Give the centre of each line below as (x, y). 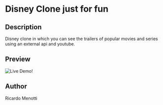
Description (23, 27)
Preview (18, 59)
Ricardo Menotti (21, 98)
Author (16, 86)
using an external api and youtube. (40, 44)
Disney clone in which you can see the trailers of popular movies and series (81, 39)
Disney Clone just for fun (57, 9)
